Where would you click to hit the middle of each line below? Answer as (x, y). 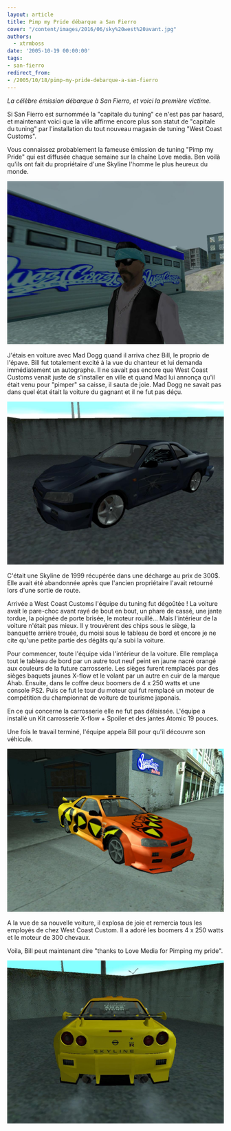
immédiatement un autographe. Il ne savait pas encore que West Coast (108, 370)
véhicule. (20, 739)
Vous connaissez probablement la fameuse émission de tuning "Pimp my (110, 149)
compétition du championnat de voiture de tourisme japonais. (94, 698)
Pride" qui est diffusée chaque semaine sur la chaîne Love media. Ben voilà (114, 157)
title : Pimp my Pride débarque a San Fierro (72, 22)
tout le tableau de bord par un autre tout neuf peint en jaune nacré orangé (112, 661)
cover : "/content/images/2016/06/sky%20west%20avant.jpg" (92, 29)
